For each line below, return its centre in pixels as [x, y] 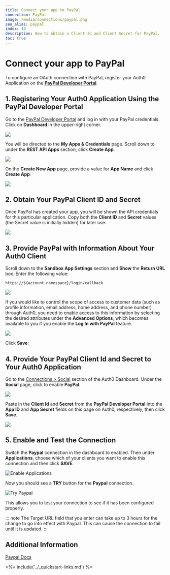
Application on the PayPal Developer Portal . [52, 83]
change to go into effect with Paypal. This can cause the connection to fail [83, 523]
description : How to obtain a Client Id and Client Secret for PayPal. [82, 34]
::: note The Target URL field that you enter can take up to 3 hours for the [81, 518]
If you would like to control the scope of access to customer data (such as [83, 302]
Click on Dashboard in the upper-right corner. [53, 125]
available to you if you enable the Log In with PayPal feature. [69, 324]
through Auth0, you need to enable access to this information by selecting [83, 313]
